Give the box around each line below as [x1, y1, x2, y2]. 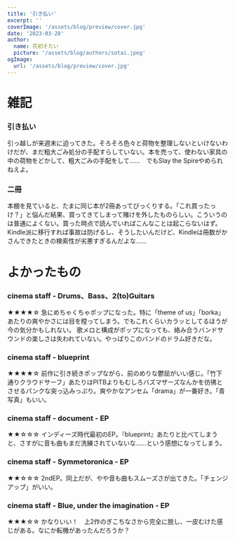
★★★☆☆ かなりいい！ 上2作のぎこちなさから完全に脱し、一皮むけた [7, 517, 217, 526]
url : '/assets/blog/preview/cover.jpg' [13, 62, 130, 69]
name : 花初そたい [13, 43, 59, 50]
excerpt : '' [7, 17, 42, 24]
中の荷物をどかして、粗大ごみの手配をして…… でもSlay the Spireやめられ [7, 156, 223, 165]
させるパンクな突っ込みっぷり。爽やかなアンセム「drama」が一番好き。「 [7, 387, 219, 395]
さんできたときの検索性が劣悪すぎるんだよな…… [7, 236, 147, 246]
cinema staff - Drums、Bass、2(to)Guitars [7, 290, 155, 300]
